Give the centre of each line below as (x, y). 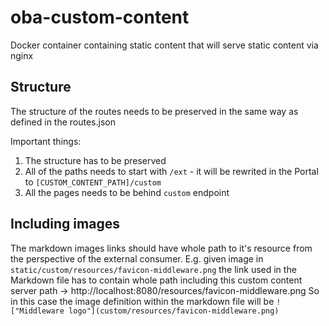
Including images (65, 224)
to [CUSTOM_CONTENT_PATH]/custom (93, 182)
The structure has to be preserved (95, 160)
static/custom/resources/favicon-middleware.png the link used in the (153, 269)
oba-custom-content (100, 17)
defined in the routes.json (63, 122)
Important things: (46, 141)
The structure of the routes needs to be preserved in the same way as (154, 111)
